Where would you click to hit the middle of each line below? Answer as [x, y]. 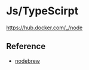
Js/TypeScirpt [42, 11]
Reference [26, 46]
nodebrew [27, 60]
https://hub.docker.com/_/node [44, 28]
